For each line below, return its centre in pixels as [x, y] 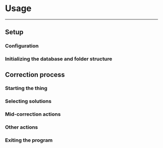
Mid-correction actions [33, 114]
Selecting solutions [28, 101]
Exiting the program [29, 140]
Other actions [22, 127]
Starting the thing [26, 89]
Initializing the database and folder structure [59, 59]
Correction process [35, 75]
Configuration [22, 46]
